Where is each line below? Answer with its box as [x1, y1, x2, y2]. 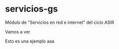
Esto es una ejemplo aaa [5, 38, 55, 44]
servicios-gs [5, 3, 58, 15]
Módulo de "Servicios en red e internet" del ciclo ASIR [5, 19, 114, 25]
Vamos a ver [5, 29, 30, 34]
